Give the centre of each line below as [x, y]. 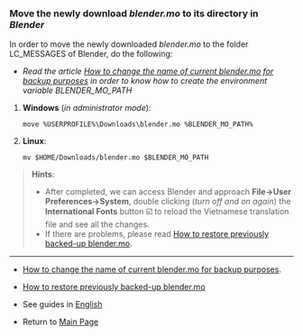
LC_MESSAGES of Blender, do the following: [91, 54]
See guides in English [62, 304]
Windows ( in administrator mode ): [87, 108]
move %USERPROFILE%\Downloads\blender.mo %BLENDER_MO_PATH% [138, 124]
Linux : [34, 141]
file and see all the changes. [97, 224]
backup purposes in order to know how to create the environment [145, 81]
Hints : [43, 175]
